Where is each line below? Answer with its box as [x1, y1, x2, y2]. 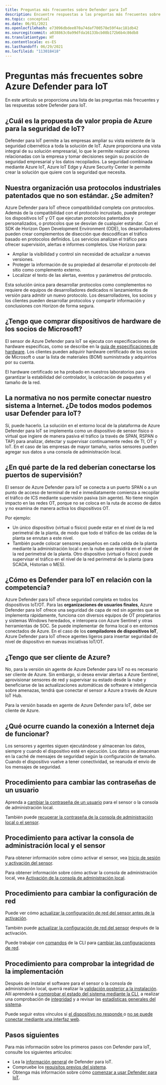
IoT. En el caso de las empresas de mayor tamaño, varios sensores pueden [5, 444, 158, 449]
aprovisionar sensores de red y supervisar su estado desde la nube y [5, 677, 146, 683]
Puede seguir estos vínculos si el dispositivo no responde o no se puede [5, 1011, 153, 1017]
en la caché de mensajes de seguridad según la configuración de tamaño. [5, 753, 157, 759]
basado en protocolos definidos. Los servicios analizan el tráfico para [5, 236, 148, 242]
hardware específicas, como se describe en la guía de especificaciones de [5, 343, 158, 349]
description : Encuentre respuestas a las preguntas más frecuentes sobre [5, 12, 161, 17]
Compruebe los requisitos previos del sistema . [12, 1064, 108, 1070]
